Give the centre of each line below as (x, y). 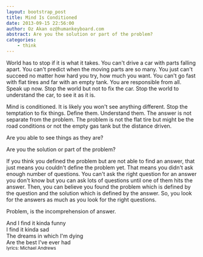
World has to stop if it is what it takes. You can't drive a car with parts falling (101, 63)
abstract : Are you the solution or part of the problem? (80, 34)
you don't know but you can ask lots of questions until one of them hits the (99, 180)
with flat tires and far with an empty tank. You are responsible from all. (94, 82)
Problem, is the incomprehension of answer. (61, 211)
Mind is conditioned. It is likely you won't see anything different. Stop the (97, 106)
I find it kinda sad (28, 229)
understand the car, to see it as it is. (51, 95)
